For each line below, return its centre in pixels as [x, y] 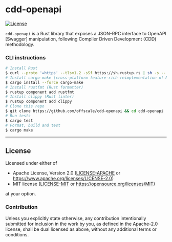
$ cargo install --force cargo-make [44, 82]
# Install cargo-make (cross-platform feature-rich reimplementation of [84, 78]
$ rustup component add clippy [39, 102]
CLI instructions [26, 57]
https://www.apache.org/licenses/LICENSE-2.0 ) [63, 179]
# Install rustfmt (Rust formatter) [44, 87]
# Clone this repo [25, 106]
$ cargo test [19, 120]
